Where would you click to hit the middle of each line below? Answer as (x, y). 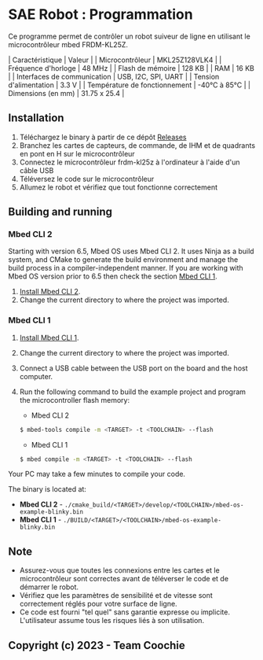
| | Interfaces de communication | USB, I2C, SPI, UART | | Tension (114, 76)
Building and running (60, 212)
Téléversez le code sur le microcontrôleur (87, 179)
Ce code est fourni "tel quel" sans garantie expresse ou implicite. (124, 612)
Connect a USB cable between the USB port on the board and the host (133, 368)
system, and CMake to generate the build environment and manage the (123, 260)
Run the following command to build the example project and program (132, 392)
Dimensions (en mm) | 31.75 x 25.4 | (66, 93)
